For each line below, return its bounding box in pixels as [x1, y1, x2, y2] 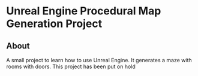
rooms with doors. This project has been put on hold [6, 63, 136, 70]
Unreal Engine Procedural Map [6, 4, 161, 18]
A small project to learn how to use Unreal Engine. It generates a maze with [6, 57, 192, 63]
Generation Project [6, 17, 103, 31]
